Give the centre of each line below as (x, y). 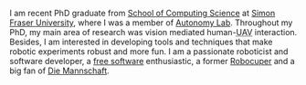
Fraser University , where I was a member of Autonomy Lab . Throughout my (151, 23)
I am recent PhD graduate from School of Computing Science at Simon (142, 13)
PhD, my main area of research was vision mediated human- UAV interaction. (153, 32)
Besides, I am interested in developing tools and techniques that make (141, 42)
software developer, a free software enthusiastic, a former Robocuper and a (152, 61)
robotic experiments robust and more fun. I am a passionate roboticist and (149, 52)
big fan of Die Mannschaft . (59, 71)
